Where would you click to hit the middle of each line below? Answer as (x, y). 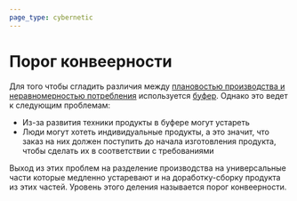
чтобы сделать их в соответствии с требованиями (118, 150)
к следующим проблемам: (60, 105)
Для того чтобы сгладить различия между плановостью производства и (147, 86)
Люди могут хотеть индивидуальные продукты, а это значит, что (145, 132)
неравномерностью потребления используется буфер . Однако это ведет (149, 95)
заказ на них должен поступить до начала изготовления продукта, (149, 141)
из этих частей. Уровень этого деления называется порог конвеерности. (148, 187)
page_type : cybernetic (51, 17)
